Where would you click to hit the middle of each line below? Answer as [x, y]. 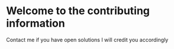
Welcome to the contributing [78, 11]
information [36, 23]
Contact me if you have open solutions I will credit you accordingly [87, 40]
